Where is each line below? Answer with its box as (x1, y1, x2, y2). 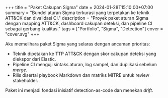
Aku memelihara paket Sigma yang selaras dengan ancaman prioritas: (5, 41, 150, 47)
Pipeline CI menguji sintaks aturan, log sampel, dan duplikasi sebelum (12, 62, 157, 67)
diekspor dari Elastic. (12, 56, 56, 62)
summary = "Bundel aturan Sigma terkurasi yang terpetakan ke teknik (5, 10, 150, 16)
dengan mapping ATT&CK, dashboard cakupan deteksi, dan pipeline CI (5, 20, 152, 26)
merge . (12, 67, 28, 73)
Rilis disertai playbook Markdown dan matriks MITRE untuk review (12, 72, 149, 78)
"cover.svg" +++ (5, 31, 40, 37)
